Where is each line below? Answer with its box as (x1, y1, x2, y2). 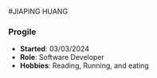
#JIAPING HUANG (8, 7, 69, 16)
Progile (8, 26, 37, 37)
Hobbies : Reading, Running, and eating (19, 61, 149, 70)
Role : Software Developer (19, 53, 105, 62)
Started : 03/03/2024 (19, 44, 90, 54)
